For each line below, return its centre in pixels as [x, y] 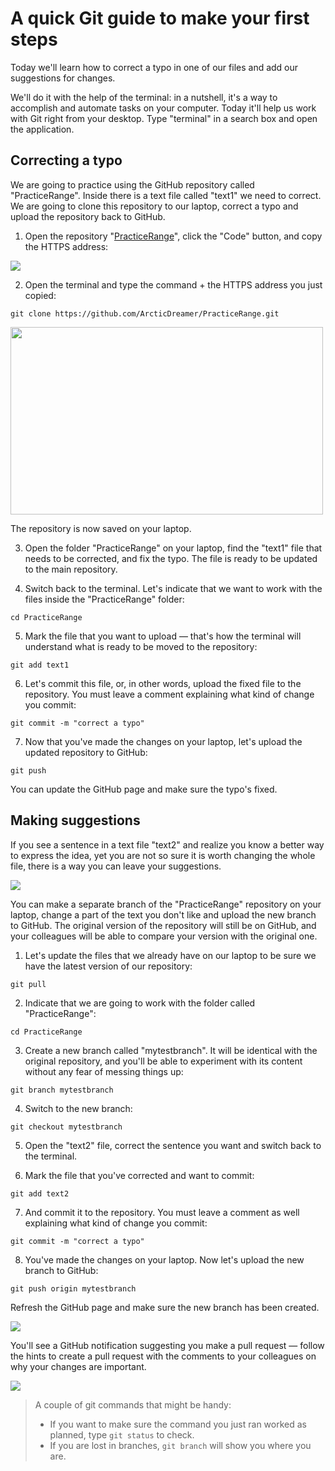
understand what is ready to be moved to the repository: [141, 646]
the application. [42, 129]
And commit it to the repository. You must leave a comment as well [162, 1212]
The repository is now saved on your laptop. [101, 528]
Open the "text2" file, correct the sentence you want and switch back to [173, 1145]
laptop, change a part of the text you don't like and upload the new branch [163, 914]
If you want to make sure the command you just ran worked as [178, 1424]
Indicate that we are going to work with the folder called [140, 1003]
